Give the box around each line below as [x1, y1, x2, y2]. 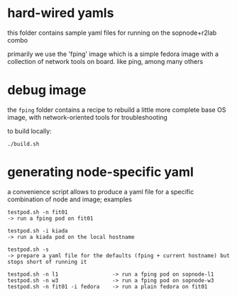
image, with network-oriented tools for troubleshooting [7, 113, 168, 121]
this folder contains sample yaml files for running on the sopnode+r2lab [7, 28, 217, 37]
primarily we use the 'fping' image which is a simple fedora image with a [7, 50, 219, 58]
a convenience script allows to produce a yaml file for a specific [7, 187, 194, 196]
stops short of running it [7, 258, 87, 265]
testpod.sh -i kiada [7, 227, 69, 235]
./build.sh [7, 140, 40, 147]
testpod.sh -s [7, 246, 50, 253]
